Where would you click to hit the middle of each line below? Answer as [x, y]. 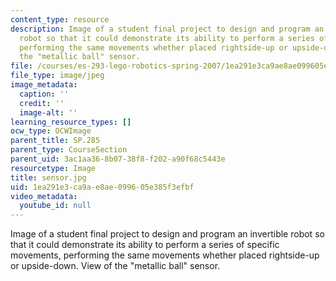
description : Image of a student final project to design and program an [167, 29]
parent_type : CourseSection [69, 150]
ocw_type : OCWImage [51, 131]
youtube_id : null [55, 206]
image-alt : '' [48, 112]
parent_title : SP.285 [55, 141]
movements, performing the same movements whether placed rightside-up [165, 255]
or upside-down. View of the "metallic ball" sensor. [115, 266]
